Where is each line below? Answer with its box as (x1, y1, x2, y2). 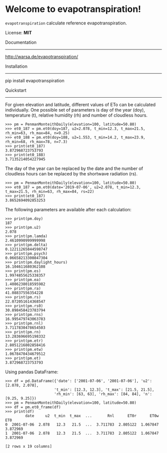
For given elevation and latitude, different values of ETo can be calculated (5, 101, 156, 108)
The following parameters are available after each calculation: (5, 206, 132, 212)
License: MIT (5, 29, 32, 35)
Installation (5, 63, 28, 69)
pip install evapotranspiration (5, 77, 65, 83)
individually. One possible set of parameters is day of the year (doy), (5, 107, 145, 113)
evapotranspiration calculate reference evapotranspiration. (5, 20, 127, 26)
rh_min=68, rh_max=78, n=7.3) (5, 139, 68, 144)
